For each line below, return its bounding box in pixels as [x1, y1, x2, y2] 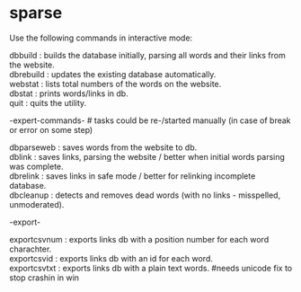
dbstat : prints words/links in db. [9, 88, 128, 99]
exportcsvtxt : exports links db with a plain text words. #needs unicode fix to [9, 262, 293, 273]
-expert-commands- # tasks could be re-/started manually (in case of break [9, 115, 291, 126]
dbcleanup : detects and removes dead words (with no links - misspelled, [9, 190, 281, 200]
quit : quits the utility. [9, 97, 87, 108]
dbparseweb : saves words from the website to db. [9, 142, 198, 153]
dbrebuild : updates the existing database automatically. [9, 68, 217, 79]
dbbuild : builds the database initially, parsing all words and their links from [9, 49, 286, 60]
